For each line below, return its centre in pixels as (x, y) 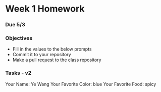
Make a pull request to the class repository (57, 60)
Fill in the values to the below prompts (52, 49)
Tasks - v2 (18, 73)
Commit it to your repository (42, 55)
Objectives (19, 38)
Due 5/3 (15, 25)
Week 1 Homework (45, 9)
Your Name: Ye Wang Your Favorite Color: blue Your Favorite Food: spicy (81, 84)
